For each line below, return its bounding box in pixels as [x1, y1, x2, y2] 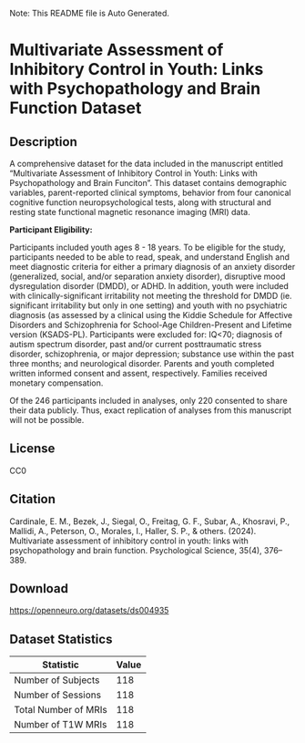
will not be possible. [9, 415, 85, 425]
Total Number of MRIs [14, 704, 107, 717]
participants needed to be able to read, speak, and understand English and [9, 252, 290, 263]
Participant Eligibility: [9, 224, 93, 235]
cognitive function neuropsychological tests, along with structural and [9, 197, 271, 208]
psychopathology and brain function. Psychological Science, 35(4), [9, 544, 262, 555]
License [9, 441, 56, 457]
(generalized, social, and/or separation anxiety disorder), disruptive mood [9, 271, 286, 282]
